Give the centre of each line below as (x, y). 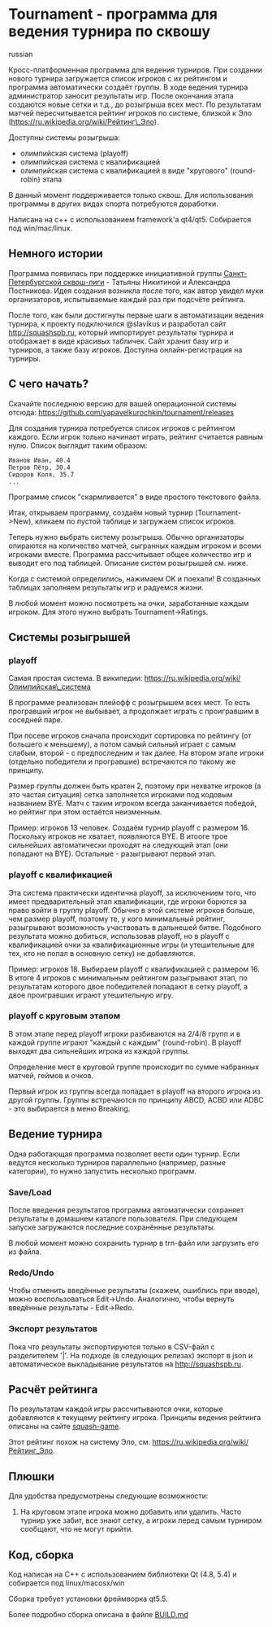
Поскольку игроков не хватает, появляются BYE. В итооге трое (118, 836)
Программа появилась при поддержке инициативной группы (115, 273)
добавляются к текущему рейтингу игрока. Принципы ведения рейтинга (135, 1418)
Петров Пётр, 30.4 (39, 467)
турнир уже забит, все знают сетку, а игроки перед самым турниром (141, 1520)
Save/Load (30, 1192)
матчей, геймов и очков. (51, 1075)
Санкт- (235, 273)
